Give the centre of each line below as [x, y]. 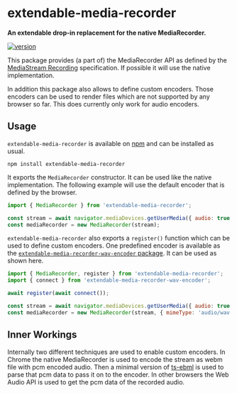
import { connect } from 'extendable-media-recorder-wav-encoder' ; [109, 281]
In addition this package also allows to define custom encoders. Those [111, 89]
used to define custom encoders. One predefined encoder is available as [114, 245]
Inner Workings [42, 335]
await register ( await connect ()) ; [59, 293]
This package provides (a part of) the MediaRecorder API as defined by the [117, 60]
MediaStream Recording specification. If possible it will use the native [109, 67]
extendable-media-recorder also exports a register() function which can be [119, 238]
